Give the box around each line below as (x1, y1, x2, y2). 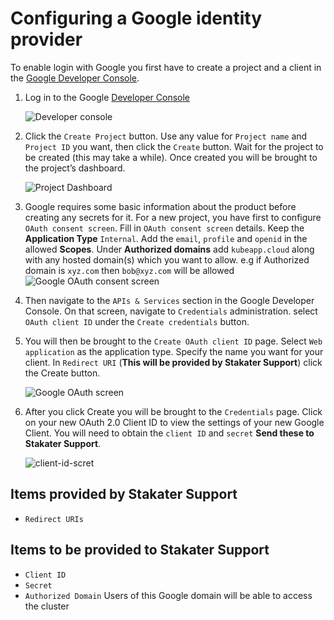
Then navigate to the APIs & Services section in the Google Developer (24, 294, 315, 306)
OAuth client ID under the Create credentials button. (24, 315, 250, 327)
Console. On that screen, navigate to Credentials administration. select (24, 305, 318, 317)
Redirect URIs (24, 514, 84, 524)
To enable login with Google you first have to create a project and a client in (10, 61, 322, 73)
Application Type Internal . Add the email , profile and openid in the (24, 232, 308, 244)
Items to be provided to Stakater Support (10, 542, 270, 559)
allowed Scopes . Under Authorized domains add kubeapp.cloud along (24, 243, 315, 255)
